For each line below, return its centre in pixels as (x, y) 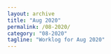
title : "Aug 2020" (34, 20)
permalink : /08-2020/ (39, 27)
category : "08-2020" (38, 33)
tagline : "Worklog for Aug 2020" (56, 40)
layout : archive (31, 14)
